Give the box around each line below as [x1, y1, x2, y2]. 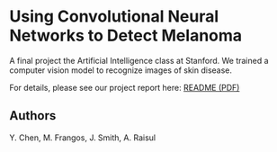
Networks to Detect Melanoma [9, 25, 243, 46]
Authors [9, 108, 57, 123]
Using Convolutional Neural [9, 6, 219, 27]
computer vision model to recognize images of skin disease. [9, 65, 232, 76]
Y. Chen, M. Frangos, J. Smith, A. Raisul [9, 132, 156, 143]
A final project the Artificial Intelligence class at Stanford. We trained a [9, 55, 269, 66]
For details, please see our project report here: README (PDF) [9, 82, 240, 93]
